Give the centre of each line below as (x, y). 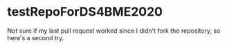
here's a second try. (36, 37)
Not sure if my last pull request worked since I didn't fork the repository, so (114, 31)
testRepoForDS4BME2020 (85, 12)
